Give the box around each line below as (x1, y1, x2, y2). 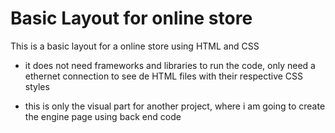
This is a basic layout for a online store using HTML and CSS (10, 40, 260, 52)
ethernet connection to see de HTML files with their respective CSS (24, 70, 304, 82)
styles (24, 80, 50, 92)
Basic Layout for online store (10, 7, 253, 30)
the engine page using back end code (24, 110, 182, 122)
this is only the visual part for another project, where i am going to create (24, 100, 326, 112)
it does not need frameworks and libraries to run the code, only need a (24, 59, 316, 71)
